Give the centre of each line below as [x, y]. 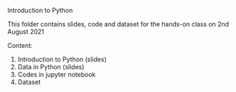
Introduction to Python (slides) [62, 59]
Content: [20, 45]
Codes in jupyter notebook [57, 75]
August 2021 [26, 32]
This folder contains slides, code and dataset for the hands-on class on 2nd [118, 24]
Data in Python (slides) [51, 67]
